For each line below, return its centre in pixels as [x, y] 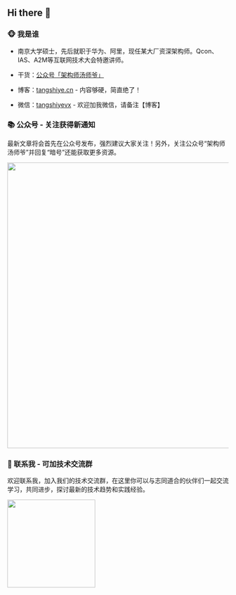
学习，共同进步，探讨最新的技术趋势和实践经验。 [78, 490]
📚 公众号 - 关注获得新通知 [52, 124]
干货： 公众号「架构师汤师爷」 [60, 75]
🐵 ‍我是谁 [23, 34]
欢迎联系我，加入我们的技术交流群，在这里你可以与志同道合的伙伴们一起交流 [118, 481]
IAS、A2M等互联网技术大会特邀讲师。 [72, 60]
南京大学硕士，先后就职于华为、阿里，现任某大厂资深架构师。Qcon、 [118, 51]
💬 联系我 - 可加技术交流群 [50, 463]
